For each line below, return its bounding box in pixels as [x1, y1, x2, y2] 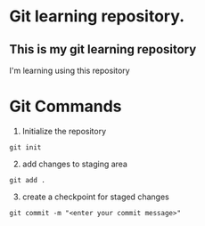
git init [9, 142, 42, 152]
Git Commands [9, 96, 122, 117]
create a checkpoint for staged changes [21, 191, 169, 202]
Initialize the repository [21, 125, 107, 136]
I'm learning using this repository [9, 65, 131, 76]
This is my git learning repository [9, 42, 197, 57]
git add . [9, 175, 46, 184]
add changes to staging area [21, 158, 127, 169]
